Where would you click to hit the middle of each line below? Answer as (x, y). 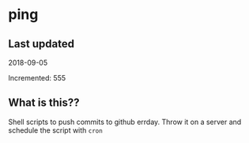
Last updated (41, 44)
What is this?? (44, 103)
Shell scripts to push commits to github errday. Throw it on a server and (125, 122)
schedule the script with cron (55, 130)
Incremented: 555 (37, 78)
